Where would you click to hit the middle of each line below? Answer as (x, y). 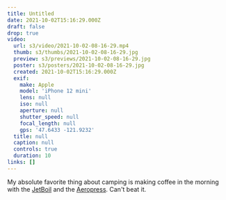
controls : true (35, 149)
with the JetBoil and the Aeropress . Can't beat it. (77, 189)
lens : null (35, 98)
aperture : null (42, 110)
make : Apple (37, 85)
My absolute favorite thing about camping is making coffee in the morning (113, 182)
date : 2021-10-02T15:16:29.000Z (54, 20)
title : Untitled (31, 14)
